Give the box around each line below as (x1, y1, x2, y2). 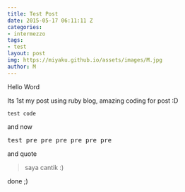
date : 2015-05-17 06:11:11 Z (7, 17, 93, 24)
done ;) (7, 176, 28, 185)
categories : (7, 23, 42, 30)
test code (7, 110, 37, 117)
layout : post (7, 50, 46, 57)
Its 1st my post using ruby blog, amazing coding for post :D (7, 96, 179, 105)
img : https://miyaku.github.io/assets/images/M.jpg (7, 57, 162, 64)
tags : (7, 37, 23, 44)
